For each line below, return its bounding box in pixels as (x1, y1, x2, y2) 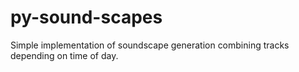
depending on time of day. (10, 49, 119, 61)
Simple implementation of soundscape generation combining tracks (10, 39, 290, 51)
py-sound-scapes (10, 6, 163, 29)
